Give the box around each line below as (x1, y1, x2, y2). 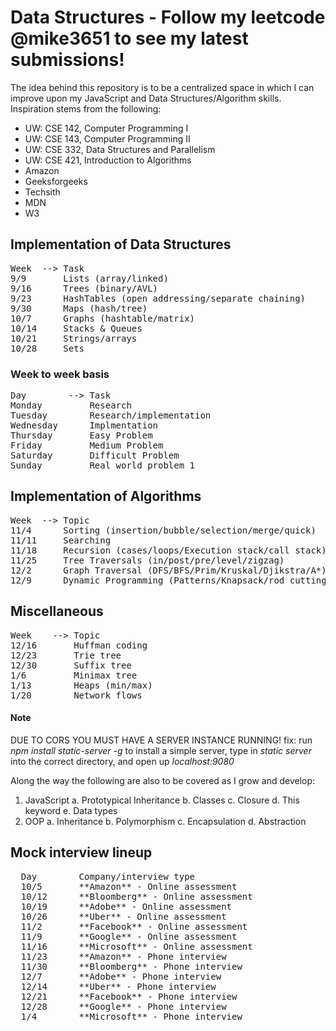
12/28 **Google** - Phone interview (20, 1001, 227, 1012)
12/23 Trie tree (10, 649, 122, 661)
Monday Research (10, 400, 132, 411)
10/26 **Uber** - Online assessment (20, 911, 227, 922)
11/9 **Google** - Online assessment (20, 931, 238, 942)
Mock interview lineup (10, 844, 153, 861)
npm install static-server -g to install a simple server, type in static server (10, 744, 312, 756)
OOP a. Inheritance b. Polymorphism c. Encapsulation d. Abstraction (24, 815, 307, 827)
